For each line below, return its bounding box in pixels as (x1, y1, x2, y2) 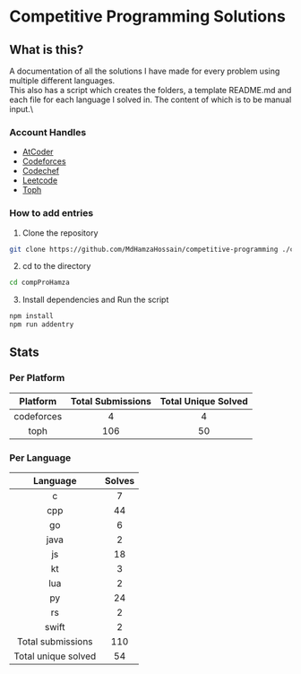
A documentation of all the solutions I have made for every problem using (9, 65, 280, 76)
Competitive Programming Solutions (9, 6, 287, 27)
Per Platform (9, 372, 65, 385)
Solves (104, 475, 135, 488)
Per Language (9, 451, 72, 463)
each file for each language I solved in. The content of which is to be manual (9, 94, 292, 105)
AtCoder (21, 146, 54, 158)
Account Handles (9, 125, 87, 138)
